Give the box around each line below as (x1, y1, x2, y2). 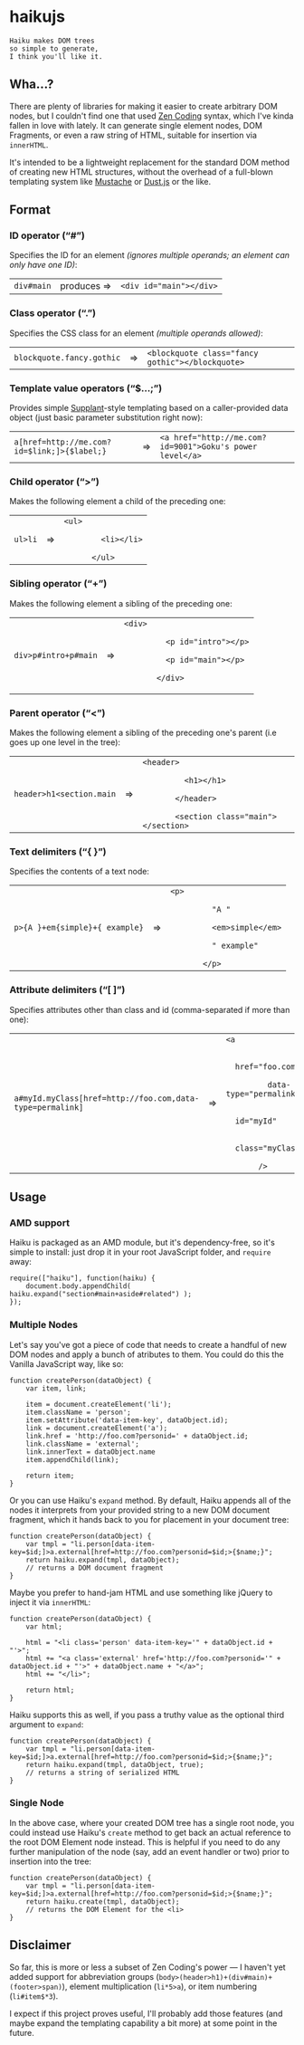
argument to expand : (9, 1718, 84, 1730)
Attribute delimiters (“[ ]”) (9, 984, 126, 997)
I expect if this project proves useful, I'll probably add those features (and (9, 2008, 283, 2019)
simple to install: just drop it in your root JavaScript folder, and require (9, 1247, 271, 1257)
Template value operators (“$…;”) (9, 382, 163, 395)
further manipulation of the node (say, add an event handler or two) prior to (9, 1846, 290, 1857)
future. (9, 2027, 34, 2038)
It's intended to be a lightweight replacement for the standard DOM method (9, 157, 290, 167)
